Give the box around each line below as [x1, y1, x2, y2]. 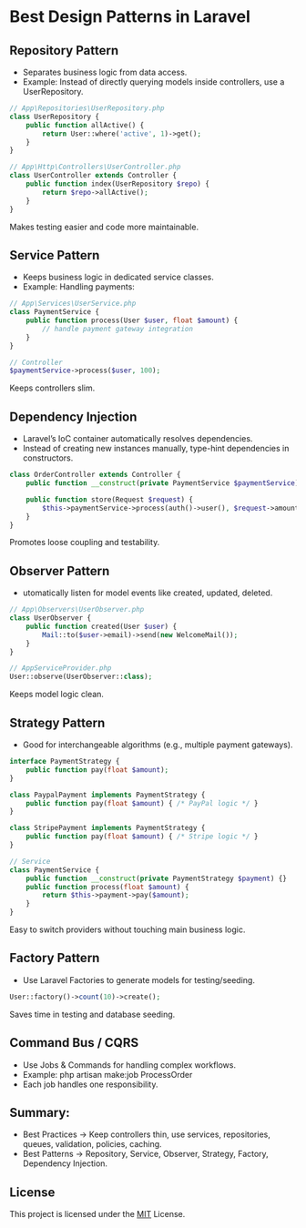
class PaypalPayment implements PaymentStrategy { [9, 790, 206, 799]
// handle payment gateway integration [42, 324, 194, 333]
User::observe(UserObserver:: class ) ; [9, 672, 153, 682]
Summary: [9, 1104, 70, 1121]
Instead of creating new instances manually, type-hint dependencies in [22, 443, 290, 454]
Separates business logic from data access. [22, 66, 188, 77]
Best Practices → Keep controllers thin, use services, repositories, [22, 1129, 271, 1140]
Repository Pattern [9, 43, 119, 58]
